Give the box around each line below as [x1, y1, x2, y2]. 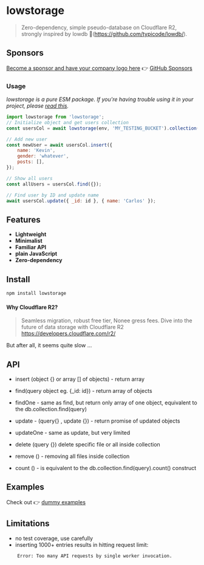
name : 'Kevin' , [17, 147, 56, 154]
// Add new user [6, 136, 47, 142]
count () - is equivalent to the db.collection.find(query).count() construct [15, 464, 197, 471]
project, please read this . [6, 102, 69, 109]
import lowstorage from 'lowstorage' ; [6, 114, 104, 120]
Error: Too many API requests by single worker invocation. [17, 553, 172, 559]
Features [6, 214, 41, 225]
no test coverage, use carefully [15, 535, 93, 542]
